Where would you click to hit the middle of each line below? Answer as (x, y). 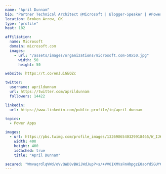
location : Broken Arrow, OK (34, 19)
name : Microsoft (26, 42)
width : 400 (25, 141)
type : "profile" (22, 23)
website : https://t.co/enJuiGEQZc (41, 74)
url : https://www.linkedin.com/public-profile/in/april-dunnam (76, 110)
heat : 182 (15, 28)
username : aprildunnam (33, 87)
